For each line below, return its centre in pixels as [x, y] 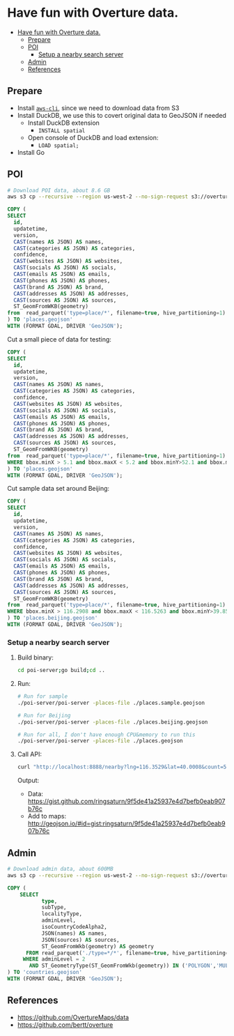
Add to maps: [47, 816]
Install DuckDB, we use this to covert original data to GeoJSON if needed [122, 115]
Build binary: [36, 657]
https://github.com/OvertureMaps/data [73, 1017]
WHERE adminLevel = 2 [54, 959]
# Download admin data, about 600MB [60, 869]
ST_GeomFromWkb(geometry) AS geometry [98, 946]
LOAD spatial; [58, 145]
